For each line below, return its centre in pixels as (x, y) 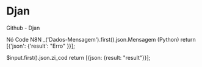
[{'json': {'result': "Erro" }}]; (41, 46)
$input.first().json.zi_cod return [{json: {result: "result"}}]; (78, 57)
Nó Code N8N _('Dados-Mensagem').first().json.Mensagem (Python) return (101, 39)
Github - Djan (23, 28)
